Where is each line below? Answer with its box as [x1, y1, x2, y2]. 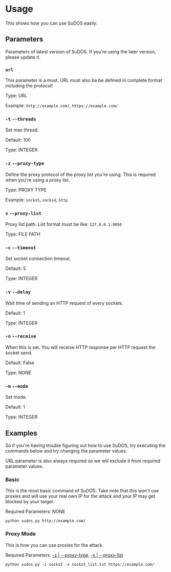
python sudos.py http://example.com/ [5, 519, 86, 524]
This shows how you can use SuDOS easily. [5, 20, 98, 26]
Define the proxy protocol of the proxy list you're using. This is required [5, 171, 156, 177]
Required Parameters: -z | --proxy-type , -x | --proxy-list [5, 552, 123, 558]
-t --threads [5, 116, 36, 122]
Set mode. [5, 394, 27, 400]
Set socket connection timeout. [5, 255, 71, 262]
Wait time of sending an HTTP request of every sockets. [5, 300, 124, 306]
